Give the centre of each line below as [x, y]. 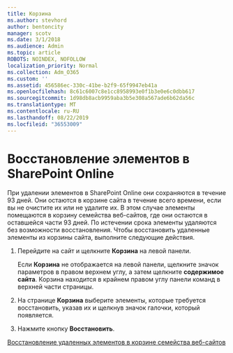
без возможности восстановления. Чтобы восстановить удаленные [109, 230]
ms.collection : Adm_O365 [43, 72]
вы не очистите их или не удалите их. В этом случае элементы [101, 208]
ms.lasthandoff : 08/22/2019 [48, 117]
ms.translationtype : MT [42, 105]
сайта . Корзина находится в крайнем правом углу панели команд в [119, 280]
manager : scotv [29, 33]
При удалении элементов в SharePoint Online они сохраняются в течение [117, 193]
